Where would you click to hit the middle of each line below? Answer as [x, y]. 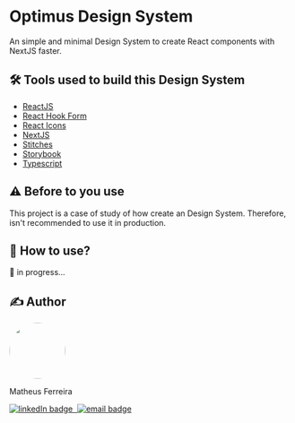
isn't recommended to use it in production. [88, 222]
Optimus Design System [101, 17]
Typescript [42, 163]
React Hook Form [54, 116]
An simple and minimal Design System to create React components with [142, 41]
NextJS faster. [36, 50]
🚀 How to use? [50, 250]
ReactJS [38, 106]
